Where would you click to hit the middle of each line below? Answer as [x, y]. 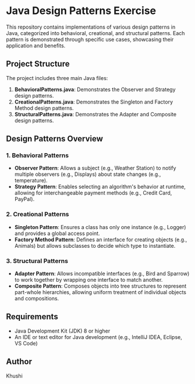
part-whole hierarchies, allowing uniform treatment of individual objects [100, 292]
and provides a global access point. [57, 233]
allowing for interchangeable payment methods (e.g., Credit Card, [93, 193]
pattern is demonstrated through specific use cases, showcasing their [90, 39]
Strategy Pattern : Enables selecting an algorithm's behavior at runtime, [100, 187]
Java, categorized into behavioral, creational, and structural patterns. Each [95, 33]
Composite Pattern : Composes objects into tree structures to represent [100, 286]
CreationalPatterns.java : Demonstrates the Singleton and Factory [94, 102]
